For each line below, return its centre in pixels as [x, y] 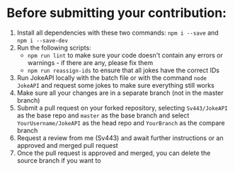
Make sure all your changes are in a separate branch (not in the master [120, 93]
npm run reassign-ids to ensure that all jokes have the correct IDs [124, 70]
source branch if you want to [59, 160]
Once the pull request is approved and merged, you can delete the [114, 153]
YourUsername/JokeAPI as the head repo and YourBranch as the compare [121, 122]
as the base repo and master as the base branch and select [103, 115]
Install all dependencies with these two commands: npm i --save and [117, 33]
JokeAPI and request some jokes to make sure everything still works [116, 85]
